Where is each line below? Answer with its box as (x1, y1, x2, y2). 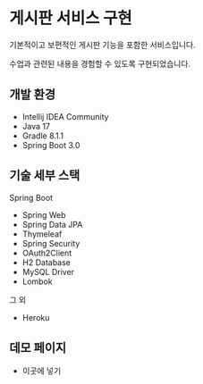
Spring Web (21, 209, 66, 220)
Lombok (21, 276, 54, 287)
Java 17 (21, 121, 51, 131)
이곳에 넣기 (21, 365, 62, 376)
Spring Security (21, 238, 80, 248)
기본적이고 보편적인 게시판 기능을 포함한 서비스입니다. (9, 39, 196, 50)
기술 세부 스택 (9, 168, 80, 183)
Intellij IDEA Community (21, 111, 109, 121)
